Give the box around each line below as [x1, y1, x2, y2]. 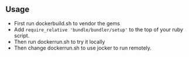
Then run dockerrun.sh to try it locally [13, 38, 105, 45]
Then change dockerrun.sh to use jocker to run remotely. [13, 44, 152, 51]
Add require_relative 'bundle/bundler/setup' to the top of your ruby [13, 26, 184, 33]
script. [13, 32, 30, 39]
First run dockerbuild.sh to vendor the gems [13, 20, 121, 26]
